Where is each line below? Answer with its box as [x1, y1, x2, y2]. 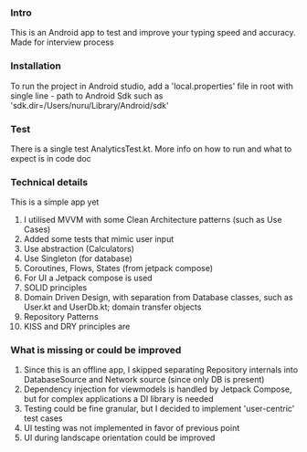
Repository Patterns [23, 311, 99, 322]
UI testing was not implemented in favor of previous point [23, 423, 240, 434]
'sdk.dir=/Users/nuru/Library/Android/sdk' [10, 100, 169, 110]
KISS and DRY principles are [23, 321, 131, 332]
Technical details [10, 175, 89, 188]
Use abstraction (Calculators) [23, 244, 135, 255]
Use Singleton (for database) [23, 253, 133, 264]
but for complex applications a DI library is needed [23, 394, 214, 405]
